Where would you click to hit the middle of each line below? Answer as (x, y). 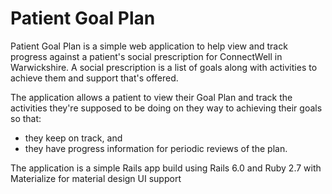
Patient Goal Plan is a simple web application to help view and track (149, 46)
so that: (26, 118)
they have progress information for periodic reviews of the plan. (156, 148)
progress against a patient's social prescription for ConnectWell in (146, 56)
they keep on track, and (73, 138)
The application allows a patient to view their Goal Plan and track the (151, 97)
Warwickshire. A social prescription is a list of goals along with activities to (164, 67)
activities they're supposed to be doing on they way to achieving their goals (166, 108)
